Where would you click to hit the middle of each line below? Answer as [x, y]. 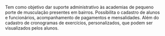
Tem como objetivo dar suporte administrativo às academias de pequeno [80, 7]
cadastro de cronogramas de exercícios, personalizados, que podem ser [79, 23]
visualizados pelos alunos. [32, 28]
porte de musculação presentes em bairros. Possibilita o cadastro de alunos [82, 12]
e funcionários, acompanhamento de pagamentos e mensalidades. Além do [82, 18]
